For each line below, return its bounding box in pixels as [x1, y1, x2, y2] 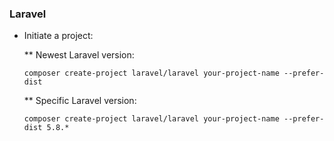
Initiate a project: [23, 30, 94, 42]
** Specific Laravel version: [23, 95, 137, 107]
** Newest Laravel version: [23, 49, 135, 61]
